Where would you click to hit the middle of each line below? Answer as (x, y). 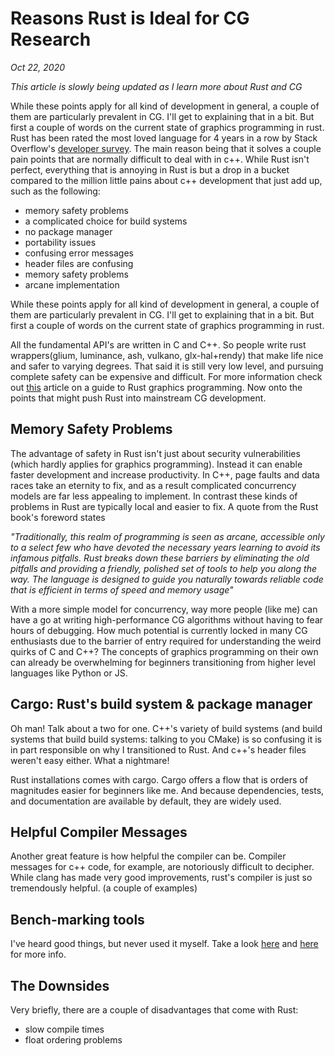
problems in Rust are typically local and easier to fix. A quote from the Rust (164, 506)
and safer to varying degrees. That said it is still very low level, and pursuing (167, 366)
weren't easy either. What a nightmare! (90, 760)
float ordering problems (73, 1040)
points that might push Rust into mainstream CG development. (138, 398)
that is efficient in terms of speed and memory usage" (122, 589)
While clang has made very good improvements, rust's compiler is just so (161, 878)
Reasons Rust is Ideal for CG (130, 18)
